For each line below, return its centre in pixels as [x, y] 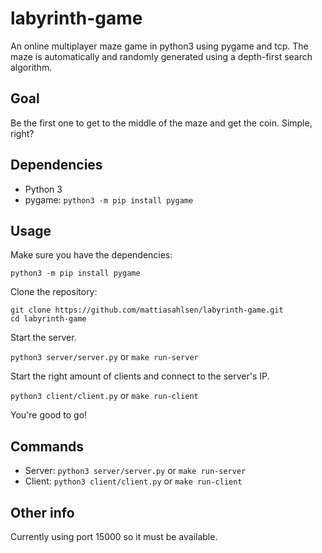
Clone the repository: [54, 292]
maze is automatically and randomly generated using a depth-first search [161, 56]
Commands [47, 446]
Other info [42, 512]
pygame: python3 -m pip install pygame [109, 199]
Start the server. [43, 338]
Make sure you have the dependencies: [91, 255]
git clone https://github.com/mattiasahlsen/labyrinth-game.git [147, 310]
